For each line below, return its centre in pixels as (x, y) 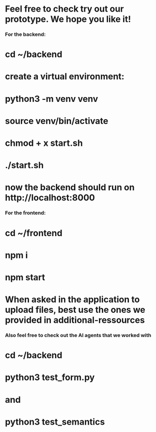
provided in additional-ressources (75, 320)
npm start (25, 277)
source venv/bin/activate (57, 121)
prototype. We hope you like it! (68, 19)
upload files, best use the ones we (75, 310)
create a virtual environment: (65, 77)
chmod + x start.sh (44, 143)
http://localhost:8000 (50, 198)
